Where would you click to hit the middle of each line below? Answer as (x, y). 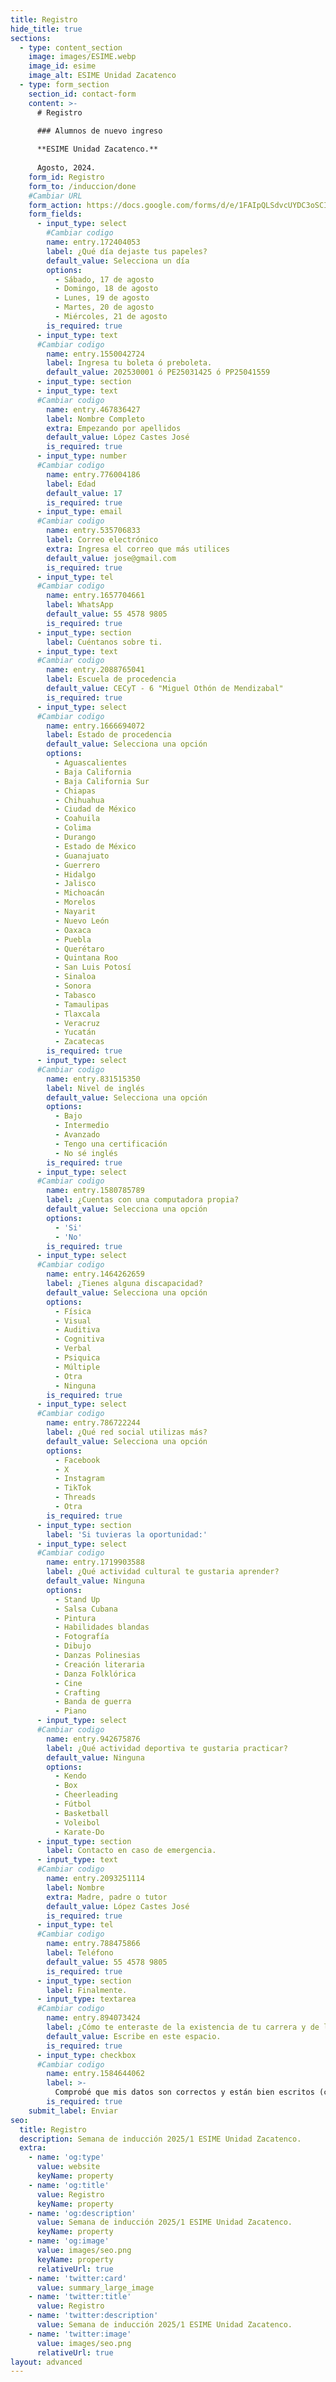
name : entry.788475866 (93, 1944)
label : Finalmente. (87, 1990)
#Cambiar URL (55, 196)
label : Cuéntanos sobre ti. (104, 642)
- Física (73, 1311)
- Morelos (75, 902)
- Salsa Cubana (86, 1609)
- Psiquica (77, 1358)
